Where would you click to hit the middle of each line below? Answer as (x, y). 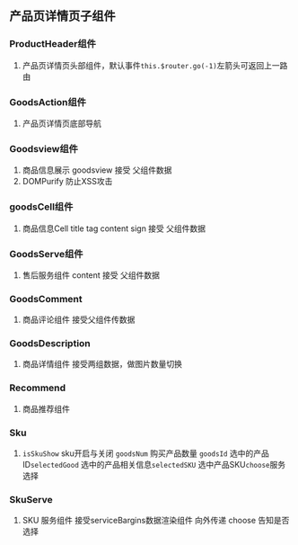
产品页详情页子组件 (62, 16)
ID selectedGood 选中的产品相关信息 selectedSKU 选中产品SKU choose (146, 465)
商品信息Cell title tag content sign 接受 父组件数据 (114, 228)
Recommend (38, 388)
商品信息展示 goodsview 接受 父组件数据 (97, 170)
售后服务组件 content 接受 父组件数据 (91, 275)
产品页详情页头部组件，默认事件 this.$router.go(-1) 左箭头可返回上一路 (155, 65)
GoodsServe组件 (46, 254)
